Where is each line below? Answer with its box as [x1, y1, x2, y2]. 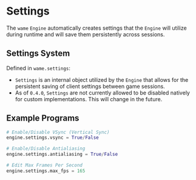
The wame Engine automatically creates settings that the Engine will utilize [6, 24, 187, 32]
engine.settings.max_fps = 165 [6, 168, 86, 174]
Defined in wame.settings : [6, 64, 71, 72]
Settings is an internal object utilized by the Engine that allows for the [15, 76, 189, 83]
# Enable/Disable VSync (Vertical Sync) [6, 129, 110, 135]
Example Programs [6, 113, 79, 124]
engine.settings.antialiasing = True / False [6, 152, 118, 158]
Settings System [6, 48, 70, 59]
